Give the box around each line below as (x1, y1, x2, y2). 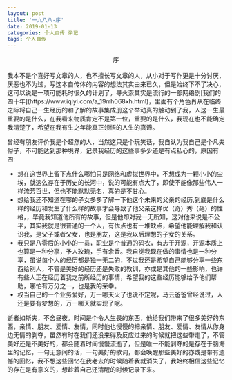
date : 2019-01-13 (7, 23, 57, 30)
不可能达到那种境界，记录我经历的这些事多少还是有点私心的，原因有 (25, 146, 219, 155)
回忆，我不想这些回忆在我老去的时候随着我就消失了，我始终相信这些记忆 (19, 357, 225, 366)
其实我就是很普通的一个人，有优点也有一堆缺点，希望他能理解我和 (29, 221, 217, 230)
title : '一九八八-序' (7, 17, 64, 23)
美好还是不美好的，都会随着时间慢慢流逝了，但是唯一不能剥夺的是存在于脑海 (7, 339, 225, 348)
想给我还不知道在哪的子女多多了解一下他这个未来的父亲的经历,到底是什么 (17, 196, 225, 204)
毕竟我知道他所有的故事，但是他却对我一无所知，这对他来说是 (32, 213, 209, 221)
